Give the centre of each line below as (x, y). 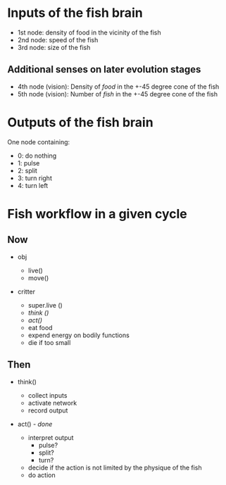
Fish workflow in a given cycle (98, 214)
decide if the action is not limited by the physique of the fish (115, 467)
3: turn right (35, 178)
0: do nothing (37, 156)
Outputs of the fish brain (80, 122)
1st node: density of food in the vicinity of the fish (89, 32)
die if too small (49, 342)
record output (48, 410)
